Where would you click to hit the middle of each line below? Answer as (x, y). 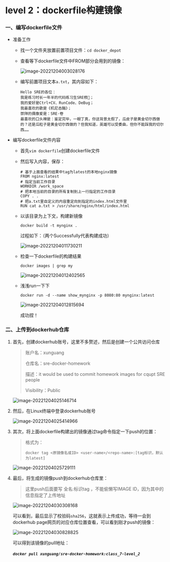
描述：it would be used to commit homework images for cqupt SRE (95, 374)
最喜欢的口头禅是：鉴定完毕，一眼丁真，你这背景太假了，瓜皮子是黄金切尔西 (88, 119)
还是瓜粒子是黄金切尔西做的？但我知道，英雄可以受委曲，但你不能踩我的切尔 (96, 125)
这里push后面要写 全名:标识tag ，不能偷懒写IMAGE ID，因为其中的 (94, 489)
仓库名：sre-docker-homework (58, 363)
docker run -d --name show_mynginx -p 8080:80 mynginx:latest (87, 295)
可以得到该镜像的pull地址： (41, 543)
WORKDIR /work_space (42, 186)
